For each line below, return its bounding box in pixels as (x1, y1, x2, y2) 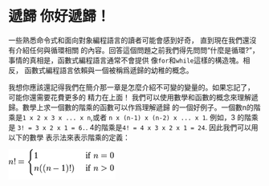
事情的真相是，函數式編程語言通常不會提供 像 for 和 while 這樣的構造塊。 (8, 55, 243, 65)
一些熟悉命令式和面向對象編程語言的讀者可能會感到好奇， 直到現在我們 (8, 35, 243, 45)
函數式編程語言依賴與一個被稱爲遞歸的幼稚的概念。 (23, 65, 194, 75)
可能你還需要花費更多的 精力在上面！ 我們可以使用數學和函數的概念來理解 (8, 92, 251, 102)
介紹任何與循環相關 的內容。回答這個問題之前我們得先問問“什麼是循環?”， (14, 45, 259, 55)
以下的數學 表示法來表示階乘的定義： (8, 132, 130, 142)
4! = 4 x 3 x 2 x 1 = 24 (121, 123, 206, 132)
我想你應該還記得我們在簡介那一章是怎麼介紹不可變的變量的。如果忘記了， (8, 82, 255, 92)
